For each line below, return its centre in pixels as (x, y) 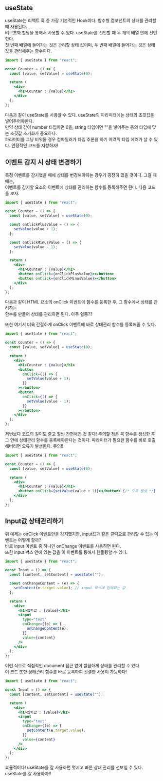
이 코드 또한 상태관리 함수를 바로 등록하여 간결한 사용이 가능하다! (66, 672)
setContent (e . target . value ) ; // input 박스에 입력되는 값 (70, 588)
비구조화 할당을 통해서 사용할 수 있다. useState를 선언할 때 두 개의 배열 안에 (77, 32)
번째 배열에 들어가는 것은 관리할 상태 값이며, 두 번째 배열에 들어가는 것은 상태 (83, 45)
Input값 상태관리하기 (35, 521)
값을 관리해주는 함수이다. (28, 51)
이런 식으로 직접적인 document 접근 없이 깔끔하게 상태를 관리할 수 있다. (73, 666)
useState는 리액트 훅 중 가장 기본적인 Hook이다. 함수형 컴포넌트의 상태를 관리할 (81, 20)
